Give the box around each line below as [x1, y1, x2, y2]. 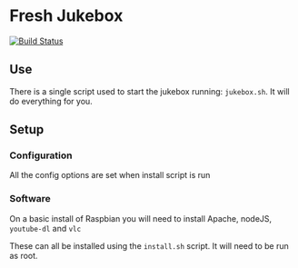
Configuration [9, 149, 73, 162]
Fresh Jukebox [9, 5, 124, 26]
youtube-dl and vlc [9, 223, 82, 233]
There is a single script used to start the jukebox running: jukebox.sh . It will [9, 85, 290, 96]
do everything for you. [9, 95, 93, 106]
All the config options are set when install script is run [9, 170, 211, 181]
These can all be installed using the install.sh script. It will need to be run [9, 240, 289, 251]
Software [9, 193, 52, 205]
